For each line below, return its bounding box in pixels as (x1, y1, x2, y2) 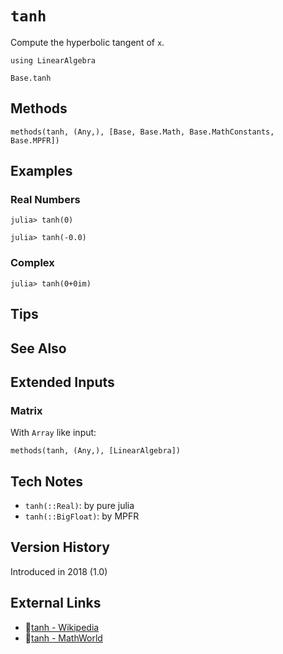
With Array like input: (10, 427, 97, 439)
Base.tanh (10, 73, 52, 83)
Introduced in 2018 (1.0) (10, 565, 108, 577)
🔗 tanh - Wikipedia (24, 621, 100, 633)
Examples (10, 163, 73, 180)
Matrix (10, 403, 43, 417)
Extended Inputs (10, 373, 115, 391)
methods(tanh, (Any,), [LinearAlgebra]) (10, 446, 182, 456)
